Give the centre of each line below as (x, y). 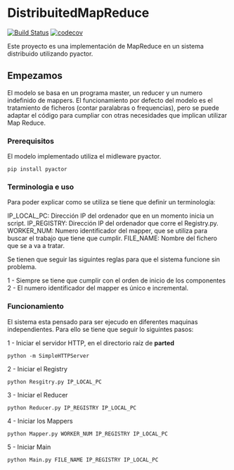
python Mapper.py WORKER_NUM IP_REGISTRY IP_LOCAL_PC (88, 434)
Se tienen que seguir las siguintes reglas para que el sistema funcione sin (113, 259)
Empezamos (35, 76)
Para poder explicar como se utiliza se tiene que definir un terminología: (111, 202)
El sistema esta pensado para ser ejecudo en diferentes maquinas (103, 321)
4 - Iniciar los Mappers (40, 421)
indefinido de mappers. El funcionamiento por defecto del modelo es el (110, 100)
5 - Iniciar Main (29, 447)
